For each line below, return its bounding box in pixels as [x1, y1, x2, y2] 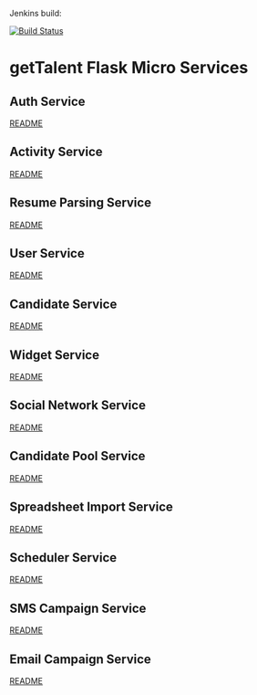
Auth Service [9, 93, 86, 109]
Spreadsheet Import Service [9, 500, 173, 515]
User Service [9, 246, 85, 261]
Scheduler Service [9, 550, 118, 565]
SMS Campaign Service [9, 600, 147, 616]
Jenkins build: [9, 8, 62, 18]
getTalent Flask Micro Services [9, 58, 249, 79]
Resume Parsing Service [9, 195, 152, 211]
